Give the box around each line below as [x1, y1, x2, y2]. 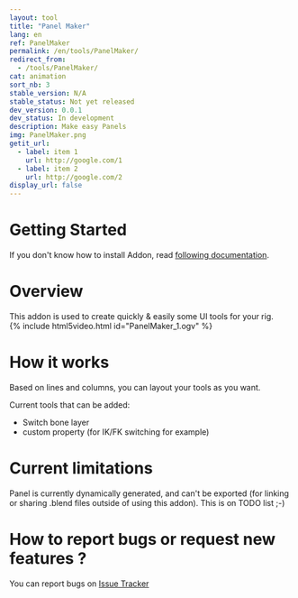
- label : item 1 [17, 147, 78, 156]
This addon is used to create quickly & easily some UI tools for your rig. [9, 311, 275, 321]
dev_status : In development [9, 114, 115, 123]
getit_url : [9, 139, 50, 148]
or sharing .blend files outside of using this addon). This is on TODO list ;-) [9, 497, 285, 508]
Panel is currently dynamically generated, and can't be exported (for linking [9, 488, 290, 499]
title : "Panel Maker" [9, 22, 91, 31]
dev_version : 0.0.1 [9, 106, 83, 115]
